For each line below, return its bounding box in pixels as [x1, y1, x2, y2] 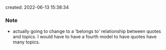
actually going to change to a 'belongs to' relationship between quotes [12, 28, 161, 34]
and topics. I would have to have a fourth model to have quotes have [12, 34, 157, 40]
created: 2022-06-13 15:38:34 [5, 5, 69, 10]
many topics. [12, 39, 40, 45]
